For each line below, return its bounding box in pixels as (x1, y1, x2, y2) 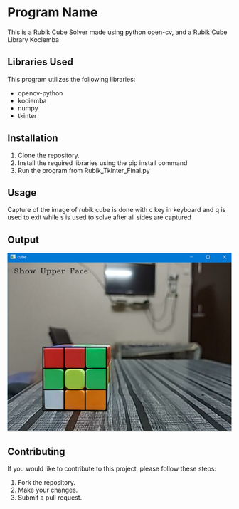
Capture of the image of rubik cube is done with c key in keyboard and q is (7, 206, 226, 214)
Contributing (7, 446, 65, 458)
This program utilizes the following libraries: (7, 75, 136, 83)
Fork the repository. (17, 478, 76, 486)
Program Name (7, 4, 98, 21)
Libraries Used (7, 56, 73, 68)
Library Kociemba (7, 35, 59, 43)
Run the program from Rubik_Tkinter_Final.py (17, 166, 151, 174)
